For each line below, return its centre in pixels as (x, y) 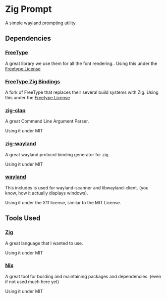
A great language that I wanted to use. (44, 243)
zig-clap (15, 110)
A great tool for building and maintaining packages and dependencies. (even (83, 276)
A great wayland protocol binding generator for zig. (57, 154)
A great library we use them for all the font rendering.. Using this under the (81, 63)
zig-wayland (21, 144)
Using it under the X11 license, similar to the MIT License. (63, 202)
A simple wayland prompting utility (40, 23)
